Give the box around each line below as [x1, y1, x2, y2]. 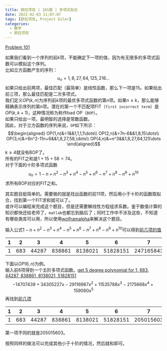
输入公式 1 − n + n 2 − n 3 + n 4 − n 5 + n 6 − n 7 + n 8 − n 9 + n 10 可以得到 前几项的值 [5, 226, 162, 233]
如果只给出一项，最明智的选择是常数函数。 [5, 116, 92, 122]
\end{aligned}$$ [66, 141, 101, 147]
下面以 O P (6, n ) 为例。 [5, 261, 48, 267]
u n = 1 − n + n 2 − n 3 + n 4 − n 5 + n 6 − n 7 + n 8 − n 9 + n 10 [28, 170, 139, 178]
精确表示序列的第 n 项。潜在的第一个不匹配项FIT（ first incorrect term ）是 [5, 103, 159, 109]
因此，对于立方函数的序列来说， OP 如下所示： [5, 122, 97, 128]
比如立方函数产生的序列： [5, 67, 58, 73]
